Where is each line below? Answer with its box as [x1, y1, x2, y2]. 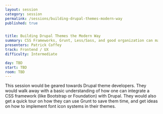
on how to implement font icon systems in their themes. [5, 103, 116, 109]
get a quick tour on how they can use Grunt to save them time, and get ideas [5, 98, 158, 104]
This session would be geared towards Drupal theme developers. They [5, 83, 147, 89]
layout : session [5, 7, 38, 12]
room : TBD [5, 69, 25, 74]
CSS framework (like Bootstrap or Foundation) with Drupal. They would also [5, 93, 157, 99]
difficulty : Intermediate [5, 51, 57, 56]
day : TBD [5, 60, 23, 65]
